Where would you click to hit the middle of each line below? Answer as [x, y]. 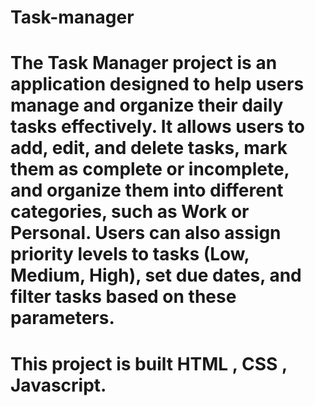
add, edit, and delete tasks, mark [149, 148]
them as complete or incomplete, [150, 169]
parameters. [62, 318]
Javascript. [58, 385]
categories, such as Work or [130, 212]
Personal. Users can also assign [146, 233]
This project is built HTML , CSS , [149, 363]
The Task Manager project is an [144, 63]
